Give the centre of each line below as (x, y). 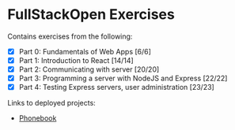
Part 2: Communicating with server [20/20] (89, 69)
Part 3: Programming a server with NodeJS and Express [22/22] (123, 78)
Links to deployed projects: (51, 103)
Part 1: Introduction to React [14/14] (76, 60)
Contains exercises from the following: (70, 36)
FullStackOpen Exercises (91, 15)
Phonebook (38, 118)
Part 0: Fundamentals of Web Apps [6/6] (85, 51)
